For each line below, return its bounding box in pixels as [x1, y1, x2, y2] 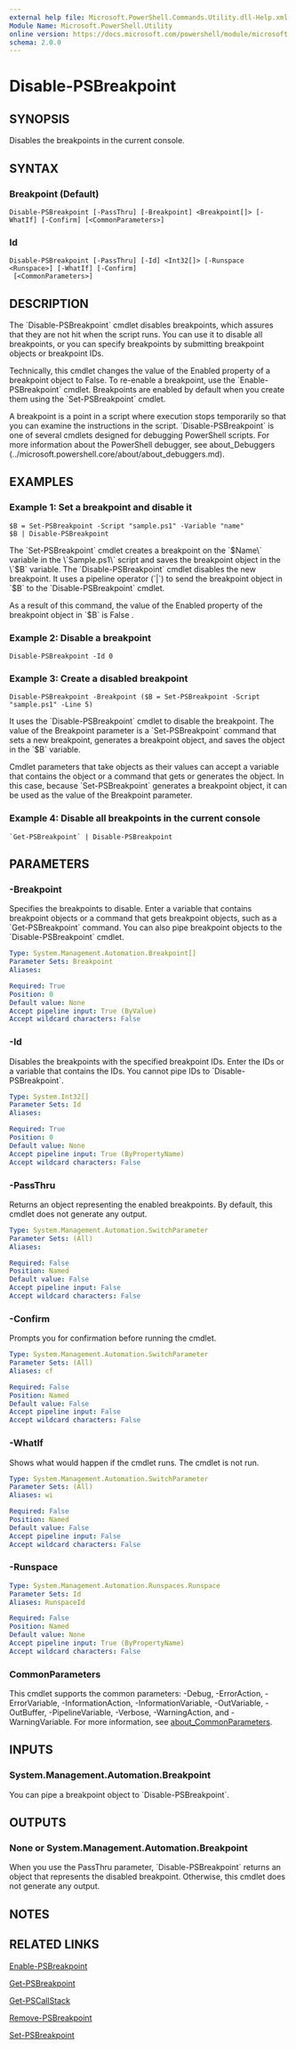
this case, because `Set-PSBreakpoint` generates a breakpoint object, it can [9, 781, 287, 791]
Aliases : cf [9, 1366, 53, 1375]
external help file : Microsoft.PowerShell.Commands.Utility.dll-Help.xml [9, 12, 289, 22]
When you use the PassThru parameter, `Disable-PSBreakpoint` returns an [9, 1862, 282, 1873]
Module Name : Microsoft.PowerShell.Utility [9, 21, 173, 30]
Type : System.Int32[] [9, 1092, 90, 1101]
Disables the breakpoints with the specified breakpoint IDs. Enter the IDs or [9, 1056, 284, 1066]
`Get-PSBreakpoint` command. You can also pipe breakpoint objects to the [9, 922, 283, 933]
